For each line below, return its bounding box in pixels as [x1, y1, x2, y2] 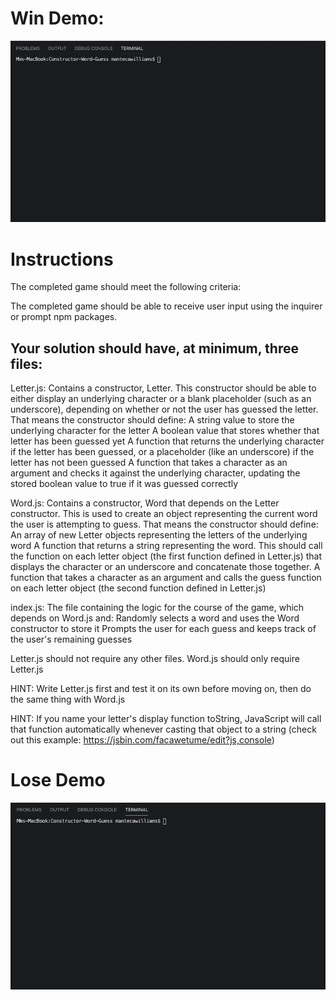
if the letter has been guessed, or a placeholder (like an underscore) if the [10, 446, 315, 458]
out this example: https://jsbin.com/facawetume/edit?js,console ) [10, 734, 275, 746]
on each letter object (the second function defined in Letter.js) [10, 582, 267, 594]
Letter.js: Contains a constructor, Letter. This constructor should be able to [10, 382, 317, 394]
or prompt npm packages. [10, 311, 118, 323]
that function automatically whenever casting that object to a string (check [10, 723, 317, 736]
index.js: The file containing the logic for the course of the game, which [10, 602, 305, 614]
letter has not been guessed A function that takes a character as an [10, 457, 288, 469]
